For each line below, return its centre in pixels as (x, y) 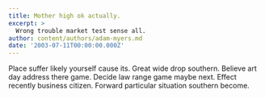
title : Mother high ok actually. (65, 16)
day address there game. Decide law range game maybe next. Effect (122, 77)
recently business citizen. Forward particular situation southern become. (129, 86)
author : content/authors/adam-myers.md (76, 38)
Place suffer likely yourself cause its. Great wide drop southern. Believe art (132, 68)
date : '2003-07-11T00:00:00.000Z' (67, 46)
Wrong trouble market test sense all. (81, 31)
